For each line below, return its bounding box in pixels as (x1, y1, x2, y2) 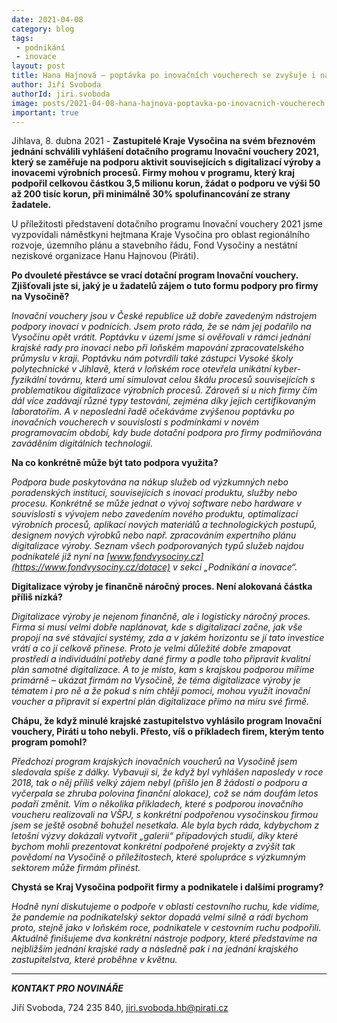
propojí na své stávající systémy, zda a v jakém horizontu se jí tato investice (11, 632, 325, 644)
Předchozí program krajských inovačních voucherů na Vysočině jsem (11, 756, 298, 768)
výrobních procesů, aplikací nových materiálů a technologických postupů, (11, 519, 318, 531)
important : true (11, 107, 79, 118)
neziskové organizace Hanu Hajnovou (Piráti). (11, 250, 199, 262)
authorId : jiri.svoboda (11, 89, 111, 99)
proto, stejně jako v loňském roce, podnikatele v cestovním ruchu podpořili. (11, 922, 322, 934)
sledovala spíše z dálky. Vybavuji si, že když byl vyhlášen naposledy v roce (11, 766, 324, 778)
